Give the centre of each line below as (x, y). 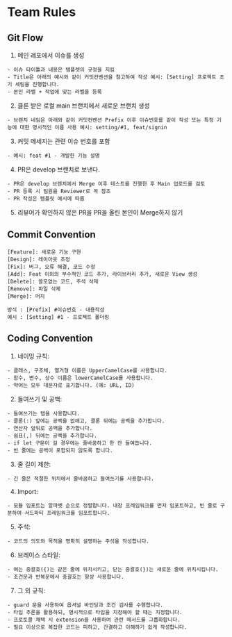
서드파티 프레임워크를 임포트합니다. (67, 513)
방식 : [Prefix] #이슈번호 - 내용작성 (56, 310)
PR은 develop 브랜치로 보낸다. (59, 169)
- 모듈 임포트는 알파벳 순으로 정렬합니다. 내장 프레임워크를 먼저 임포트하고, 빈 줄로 (112, 505)
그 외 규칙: (31, 590)
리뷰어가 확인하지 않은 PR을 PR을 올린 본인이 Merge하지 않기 (100, 212)
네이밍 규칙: (33, 356)
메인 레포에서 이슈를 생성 (51, 55)
